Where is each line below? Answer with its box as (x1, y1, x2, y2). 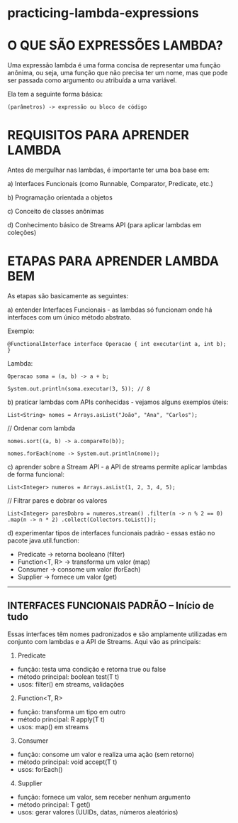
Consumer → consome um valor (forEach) (17, 565, 141, 573)
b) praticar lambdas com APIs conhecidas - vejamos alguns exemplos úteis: (7, 398, 229, 406)
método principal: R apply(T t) (17, 715, 105, 724)
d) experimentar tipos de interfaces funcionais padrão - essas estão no (7, 529, 215, 537)
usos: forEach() (17, 765, 63, 773)
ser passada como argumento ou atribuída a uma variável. (7, 76, 177, 85)
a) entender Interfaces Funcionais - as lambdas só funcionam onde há (7, 305, 212, 314)
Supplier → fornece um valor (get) (17, 573, 118, 581)
